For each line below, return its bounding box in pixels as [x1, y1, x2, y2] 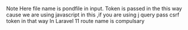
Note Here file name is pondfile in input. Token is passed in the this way [6, 5, 182, 12]
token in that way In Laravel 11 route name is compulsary [6, 18, 145, 24]
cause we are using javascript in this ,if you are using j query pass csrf [6, 11, 180, 18]
